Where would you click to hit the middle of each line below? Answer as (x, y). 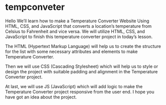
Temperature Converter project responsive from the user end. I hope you (80, 92)
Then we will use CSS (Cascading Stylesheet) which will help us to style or (82, 66)
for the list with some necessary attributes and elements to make (72, 52)
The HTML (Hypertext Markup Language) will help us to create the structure (83, 46)
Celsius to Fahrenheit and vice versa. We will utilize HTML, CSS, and (75, 31)
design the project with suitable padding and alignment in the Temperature (82, 71)
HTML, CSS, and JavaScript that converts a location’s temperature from (79, 26)
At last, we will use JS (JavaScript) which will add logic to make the (74, 86)
